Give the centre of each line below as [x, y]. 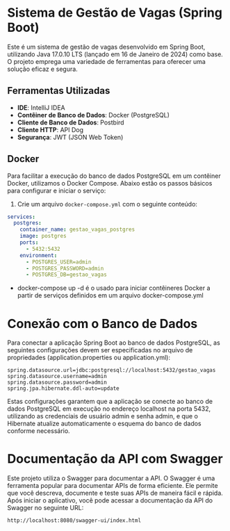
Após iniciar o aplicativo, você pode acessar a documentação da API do [110, 500]
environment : [39, 255]
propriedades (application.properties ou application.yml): [89, 358]
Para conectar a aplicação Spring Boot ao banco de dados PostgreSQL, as [114, 343]
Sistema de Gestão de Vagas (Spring [115, 13]
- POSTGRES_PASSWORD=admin [65, 268]
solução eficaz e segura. [42, 69]
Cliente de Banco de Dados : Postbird [71, 122]
